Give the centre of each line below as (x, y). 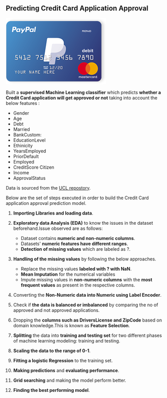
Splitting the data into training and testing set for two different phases (88, 335)
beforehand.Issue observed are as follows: (58, 228)
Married (21, 129)
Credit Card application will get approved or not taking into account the (81, 98)
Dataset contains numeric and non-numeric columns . (78, 238)
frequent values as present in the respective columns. (78, 285)
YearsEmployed (30, 151)
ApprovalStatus (29, 178)
